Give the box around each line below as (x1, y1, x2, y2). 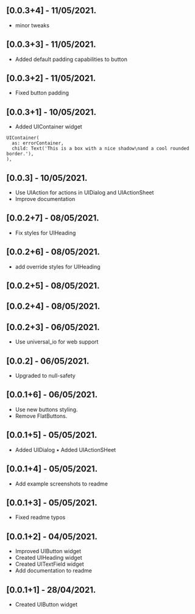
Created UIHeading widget (15, 554, 82, 562)
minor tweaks (15, 21, 50, 29)
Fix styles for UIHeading (15, 229, 76, 236)
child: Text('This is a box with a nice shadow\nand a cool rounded (12, 146, 190, 152)
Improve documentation (15, 196, 76, 203)
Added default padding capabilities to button (15, 55, 128, 63)
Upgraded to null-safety (15, 372, 76, 379)
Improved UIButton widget (15, 548, 81, 555)
